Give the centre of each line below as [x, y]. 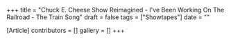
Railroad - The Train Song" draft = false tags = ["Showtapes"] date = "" [108, 17]
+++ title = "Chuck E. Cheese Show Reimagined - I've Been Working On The [115, 10]
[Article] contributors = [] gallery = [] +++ [66, 30]
